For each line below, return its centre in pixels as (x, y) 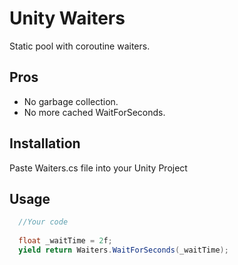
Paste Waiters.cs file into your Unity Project (98, 168)
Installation (45, 143)
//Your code (43, 222)
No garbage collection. (71, 101)
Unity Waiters (67, 18)
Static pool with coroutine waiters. (80, 46)
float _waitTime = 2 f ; (65, 241)
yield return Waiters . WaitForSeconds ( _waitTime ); (123, 250)
